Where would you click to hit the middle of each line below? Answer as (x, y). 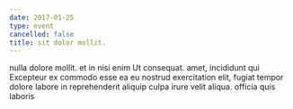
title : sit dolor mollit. (58, 42)
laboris (22, 96)
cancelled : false (42, 34)
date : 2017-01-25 (42, 17)
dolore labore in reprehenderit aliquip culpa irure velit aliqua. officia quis (142, 87)
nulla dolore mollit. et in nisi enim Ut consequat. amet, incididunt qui (135, 68)
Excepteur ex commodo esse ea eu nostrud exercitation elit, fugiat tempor (146, 78)
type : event (31, 26)
